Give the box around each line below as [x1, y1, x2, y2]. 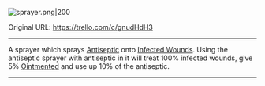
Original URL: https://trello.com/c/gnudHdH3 [8, 23, 154, 31]
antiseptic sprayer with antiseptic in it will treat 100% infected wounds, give [8, 53, 253, 63]
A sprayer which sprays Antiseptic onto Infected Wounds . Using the [8, 45, 229, 54]
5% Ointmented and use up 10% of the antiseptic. [8, 62, 170, 70]
